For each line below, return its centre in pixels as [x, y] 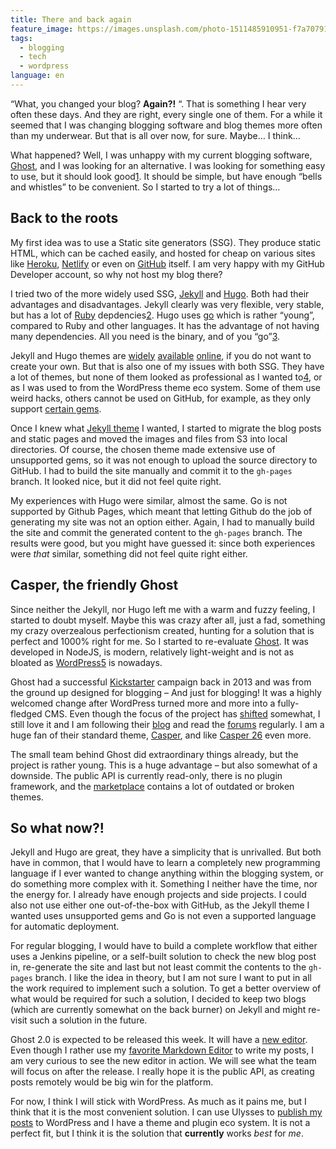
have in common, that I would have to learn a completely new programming [165, 863]
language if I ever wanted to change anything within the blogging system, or [167, 873]
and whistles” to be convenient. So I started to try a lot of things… [145, 187]
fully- [288, 703]
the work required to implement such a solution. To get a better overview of [166, 988]
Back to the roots [64, 218]
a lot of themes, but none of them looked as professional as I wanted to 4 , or [166, 377]
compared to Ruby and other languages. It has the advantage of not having [165, 325]
